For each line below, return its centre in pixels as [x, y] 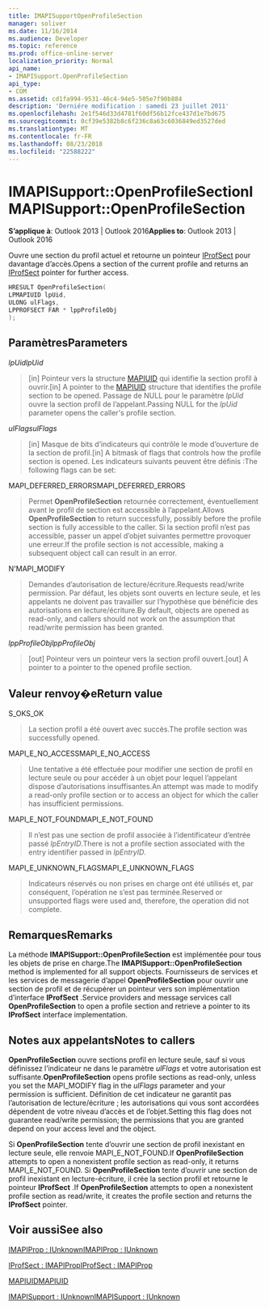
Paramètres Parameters [68, 343]
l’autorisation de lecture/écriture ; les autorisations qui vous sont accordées [134, 1102]
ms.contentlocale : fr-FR [50, 136]
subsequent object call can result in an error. [103, 552]
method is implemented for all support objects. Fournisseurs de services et [133, 972]
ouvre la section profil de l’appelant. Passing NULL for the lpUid [133, 404]
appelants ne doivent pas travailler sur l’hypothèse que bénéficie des [143, 601]
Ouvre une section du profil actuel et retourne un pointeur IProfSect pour [130, 255]
